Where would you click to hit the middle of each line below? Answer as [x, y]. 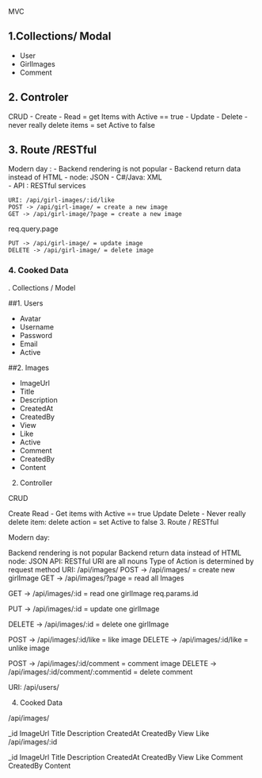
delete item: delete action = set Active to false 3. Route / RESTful [114, 522]
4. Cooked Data [38, 271]
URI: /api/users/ [34, 687]
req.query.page [33, 229]
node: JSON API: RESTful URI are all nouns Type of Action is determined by [131, 561]
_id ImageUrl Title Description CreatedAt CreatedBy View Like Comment [126, 757]
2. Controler [38, 97]
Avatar [30, 318]
